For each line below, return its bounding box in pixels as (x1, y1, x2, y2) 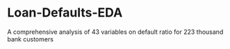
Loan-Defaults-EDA (7, 5, 123, 21)
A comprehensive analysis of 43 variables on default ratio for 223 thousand (7, 28, 224, 36)
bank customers (7, 35, 54, 43)
